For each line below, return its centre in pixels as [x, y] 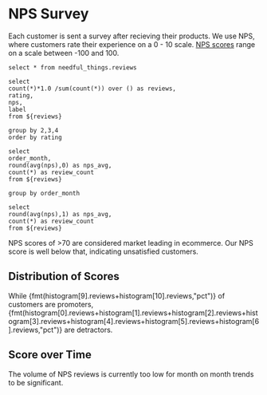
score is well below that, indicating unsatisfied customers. [104, 251]
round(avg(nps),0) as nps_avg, [60, 165]
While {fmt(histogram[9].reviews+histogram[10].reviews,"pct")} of [117, 295]
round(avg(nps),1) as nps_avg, [60, 214]
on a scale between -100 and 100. [64, 53]
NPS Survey [49, 14]
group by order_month [44, 193]
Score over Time [50, 355]
